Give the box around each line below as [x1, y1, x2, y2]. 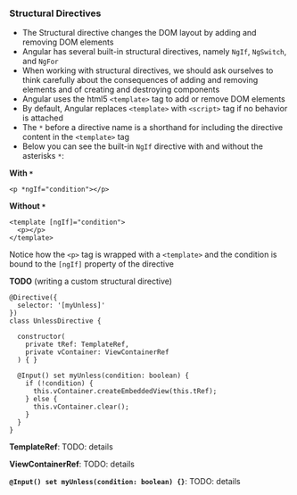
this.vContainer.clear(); [32, 402, 129, 412]
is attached [21, 112, 64, 123]
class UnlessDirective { [9, 317, 102, 326]
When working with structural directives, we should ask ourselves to [21, 65, 274, 76]
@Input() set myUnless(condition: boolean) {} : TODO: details [9, 476, 241, 487]
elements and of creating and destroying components [21, 84, 220, 95]
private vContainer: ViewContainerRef [25, 348, 169, 357]
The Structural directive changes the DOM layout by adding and [21, 28, 257, 38]
